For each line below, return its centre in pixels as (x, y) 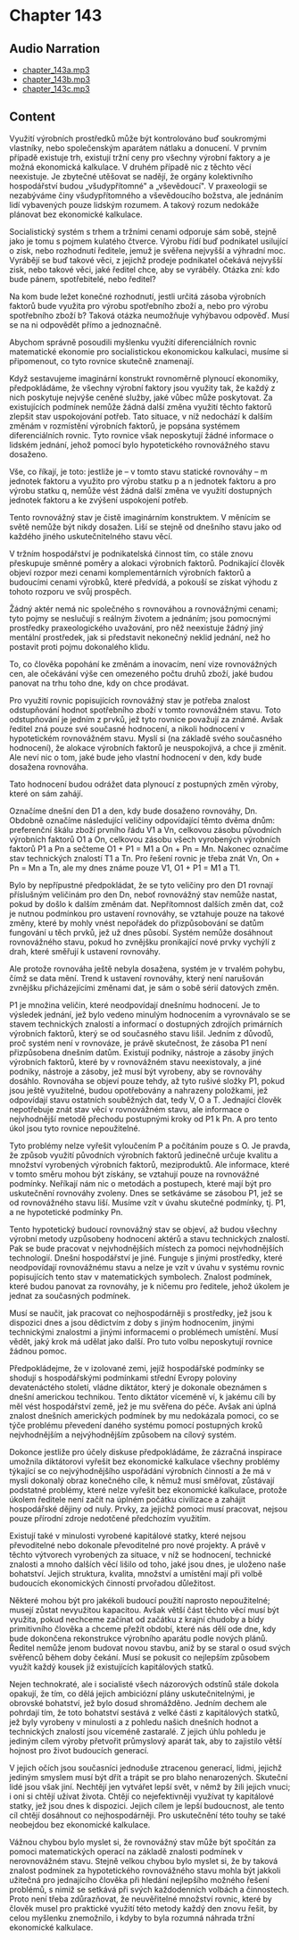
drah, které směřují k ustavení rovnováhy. (85, 951)
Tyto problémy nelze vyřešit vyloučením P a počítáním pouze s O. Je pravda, (150, 1145)
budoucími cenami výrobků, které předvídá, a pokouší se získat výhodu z (144, 582)
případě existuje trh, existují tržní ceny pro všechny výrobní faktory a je (140, 157)
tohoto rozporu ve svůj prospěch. (71, 591)
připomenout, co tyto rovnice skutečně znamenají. (102, 361)
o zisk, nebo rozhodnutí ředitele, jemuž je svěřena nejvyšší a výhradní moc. (148, 250)
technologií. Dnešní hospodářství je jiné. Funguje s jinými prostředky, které (146, 1257)
